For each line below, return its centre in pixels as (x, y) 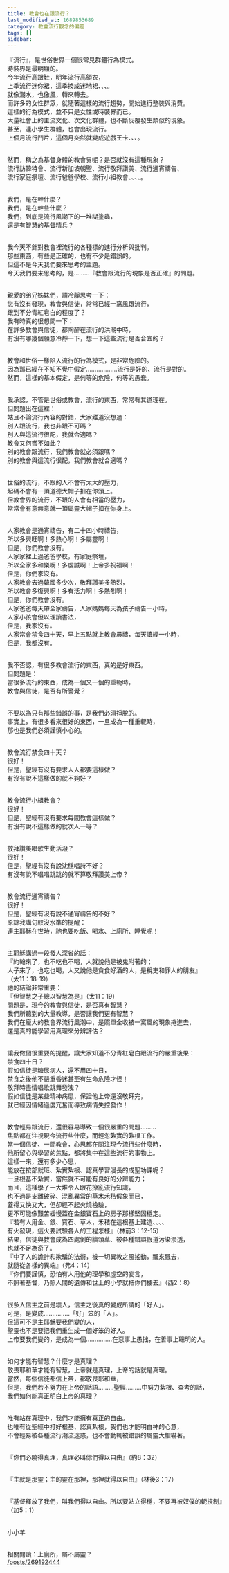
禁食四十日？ (25, 1062)
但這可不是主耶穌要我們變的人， (53, 1322)
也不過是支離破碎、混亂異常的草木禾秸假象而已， (77, 1196)
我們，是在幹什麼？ (35, 199)
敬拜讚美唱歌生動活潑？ (40, 848)
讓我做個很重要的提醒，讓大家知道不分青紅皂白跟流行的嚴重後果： (101, 1053)
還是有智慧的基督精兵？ (40, 225)
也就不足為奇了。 (31, 1248)
